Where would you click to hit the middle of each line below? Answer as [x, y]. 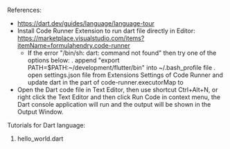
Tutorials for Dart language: [46, 125]
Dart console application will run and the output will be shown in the [114, 104]
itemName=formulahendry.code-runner [73, 45]
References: [24, 10]
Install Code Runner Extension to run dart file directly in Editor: [106, 31]
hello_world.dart [40, 139]
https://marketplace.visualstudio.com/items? [81, 38]
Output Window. [40, 112]
